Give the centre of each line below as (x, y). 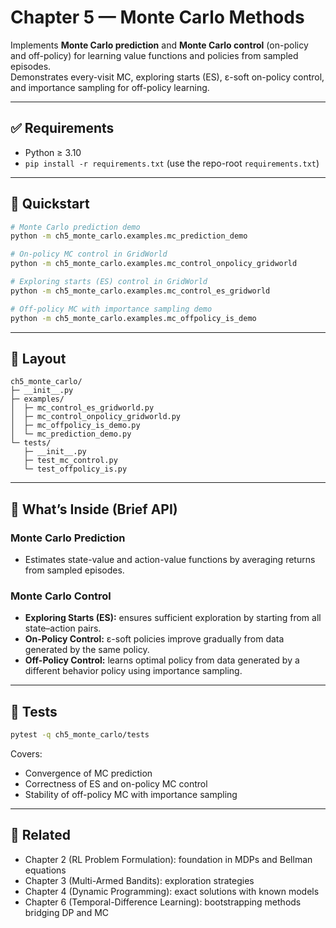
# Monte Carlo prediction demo (75, 227)
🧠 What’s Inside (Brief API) (94, 509)
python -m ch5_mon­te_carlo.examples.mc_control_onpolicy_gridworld (154, 264)
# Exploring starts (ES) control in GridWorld (109, 282)
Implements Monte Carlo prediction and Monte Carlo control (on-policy (159, 45)
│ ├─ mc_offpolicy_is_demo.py (75, 426)
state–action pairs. (63, 628)
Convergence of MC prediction (88, 773)
